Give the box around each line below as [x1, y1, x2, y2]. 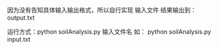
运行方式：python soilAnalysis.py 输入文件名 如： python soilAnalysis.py [7, 28, 211, 35]
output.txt [7, 14, 35, 22]
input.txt [7, 35, 31, 43]
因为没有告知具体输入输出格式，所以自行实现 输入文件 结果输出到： [7, 6, 197, 14]
